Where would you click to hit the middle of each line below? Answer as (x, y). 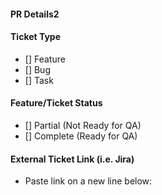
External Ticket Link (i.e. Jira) (72, 159)
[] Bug (37, 69)
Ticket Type (36, 37)
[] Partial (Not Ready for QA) (83, 125)
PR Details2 (35, 14)
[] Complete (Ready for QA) (81, 136)
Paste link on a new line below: (88, 181)
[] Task (39, 80)
